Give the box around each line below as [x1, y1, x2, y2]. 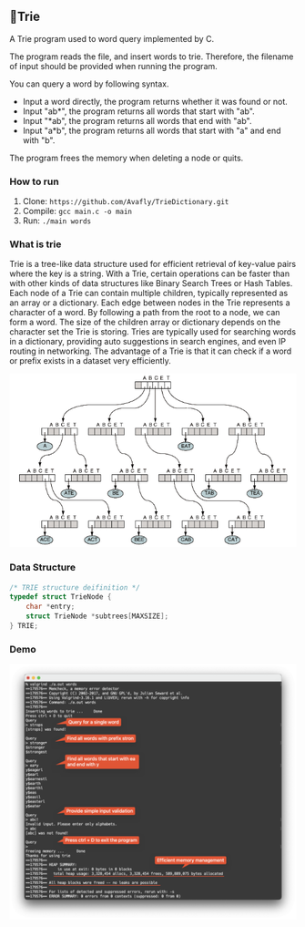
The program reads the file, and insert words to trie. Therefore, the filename [9, 51, 294, 62]
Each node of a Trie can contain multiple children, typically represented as [9, 288, 289, 299]
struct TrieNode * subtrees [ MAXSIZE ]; [25, 612, 169, 621]
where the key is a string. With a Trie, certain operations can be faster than [9, 268, 290, 279]
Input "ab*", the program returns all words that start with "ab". [22, 106, 255, 117]
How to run [9, 175, 59, 188]
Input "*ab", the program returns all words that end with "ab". [22, 115, 252, 126]
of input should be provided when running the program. [9, 60, 219, 71]
